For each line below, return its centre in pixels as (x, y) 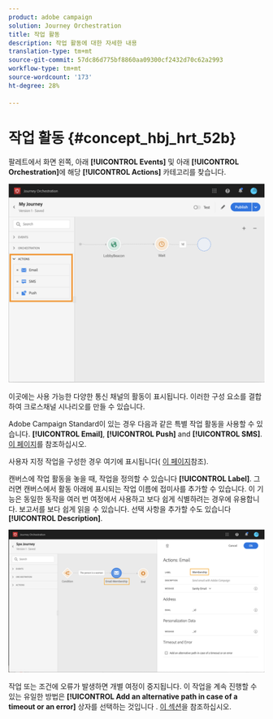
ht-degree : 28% (34, 85)
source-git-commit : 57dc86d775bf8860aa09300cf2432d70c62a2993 (116, 60)
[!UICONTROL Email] (67, 434)
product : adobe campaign (50, 17)
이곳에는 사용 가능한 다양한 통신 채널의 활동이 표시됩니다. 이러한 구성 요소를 (128, 396)
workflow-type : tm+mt (45, 69)
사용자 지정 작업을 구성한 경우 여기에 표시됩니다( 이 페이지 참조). (108, 461)
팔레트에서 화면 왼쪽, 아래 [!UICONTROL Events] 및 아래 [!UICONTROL (124, 162)
